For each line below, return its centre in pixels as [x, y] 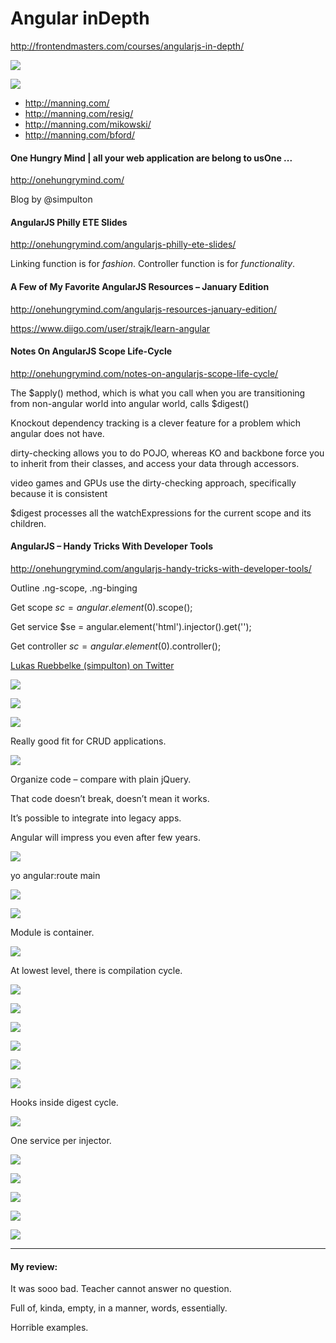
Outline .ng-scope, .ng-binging [74, 588]
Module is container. [52, 932]
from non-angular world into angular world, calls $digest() [130, 403]
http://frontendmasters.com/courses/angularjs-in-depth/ [127, 46]
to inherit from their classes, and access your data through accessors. [155, 463]
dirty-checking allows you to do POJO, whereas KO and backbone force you [167, 453]
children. [28, 523]
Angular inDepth [80, 18]
